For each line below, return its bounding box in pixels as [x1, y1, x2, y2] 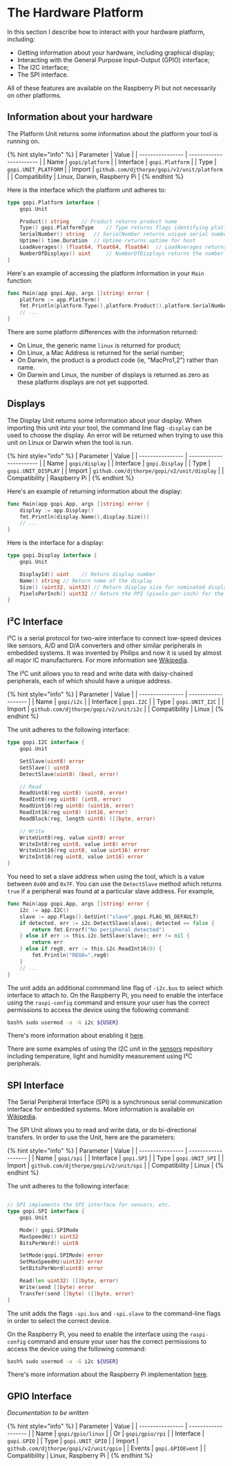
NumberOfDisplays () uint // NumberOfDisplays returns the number [19, 250, 224, 257]
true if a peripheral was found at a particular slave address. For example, [7, 887, 215, 895]
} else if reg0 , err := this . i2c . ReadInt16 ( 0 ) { [19, 945, 162, 953]
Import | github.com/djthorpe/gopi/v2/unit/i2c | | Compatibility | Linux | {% [7, 705, 224, 713]
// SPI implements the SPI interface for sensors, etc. [7, 1201, 171, 1208]
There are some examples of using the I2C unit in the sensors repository [7, 1045, 213, 1053]
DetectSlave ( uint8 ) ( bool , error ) [19, 770, 119, 778]
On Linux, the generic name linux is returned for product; [17, 341, 182, 350]
